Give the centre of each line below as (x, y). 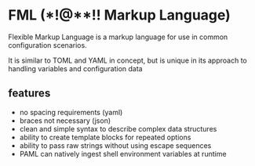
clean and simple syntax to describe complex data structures (118, 128)
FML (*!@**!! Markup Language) (120, 15)
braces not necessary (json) (65, 121)
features (29, 94)
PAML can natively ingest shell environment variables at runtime (123, 153)
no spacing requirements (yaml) (71, 112)
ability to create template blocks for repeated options (105, 137)
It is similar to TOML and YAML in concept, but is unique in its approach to (127, 60)
